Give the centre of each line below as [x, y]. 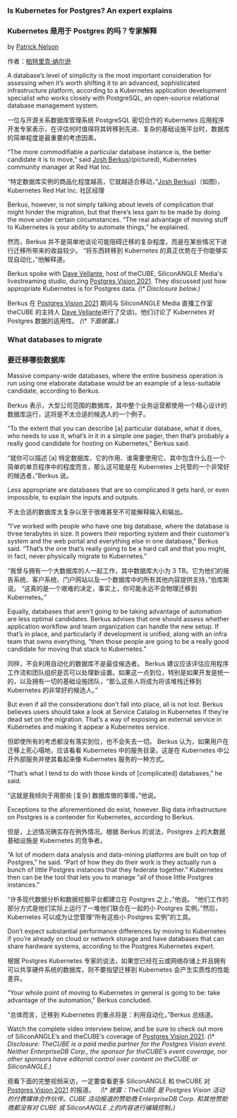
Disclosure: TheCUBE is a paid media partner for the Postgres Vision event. [117, 1044]
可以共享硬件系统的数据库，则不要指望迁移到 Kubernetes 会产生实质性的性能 [119, 970]
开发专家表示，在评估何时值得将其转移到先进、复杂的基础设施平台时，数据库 [119, 129]
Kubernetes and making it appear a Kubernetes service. [88, 727]
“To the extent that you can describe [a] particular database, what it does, [115, 428]
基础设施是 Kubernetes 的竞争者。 [57, 841]
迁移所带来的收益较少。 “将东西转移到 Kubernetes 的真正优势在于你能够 [117, 250]
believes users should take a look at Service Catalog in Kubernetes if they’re [118, 712]
